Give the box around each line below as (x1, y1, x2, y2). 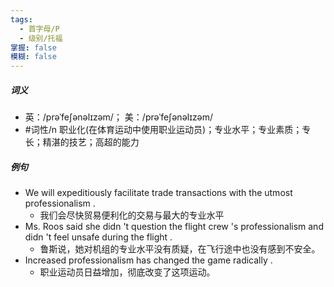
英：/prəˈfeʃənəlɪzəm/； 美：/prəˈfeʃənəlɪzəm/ (24, 111, 213, 123)
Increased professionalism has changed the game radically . (24, 254, 273, 266)
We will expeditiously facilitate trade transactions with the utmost (24, 187, 293, 199)
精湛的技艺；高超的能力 (42, 136, 140, 148)
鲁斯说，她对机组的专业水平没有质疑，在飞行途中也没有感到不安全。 (39, 243, 321, 255)
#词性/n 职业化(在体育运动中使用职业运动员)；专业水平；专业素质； (24, 124, 303, 136)
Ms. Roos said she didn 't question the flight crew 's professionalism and (24, 221, 324, 233)
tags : (10, 14, 33, 25)
